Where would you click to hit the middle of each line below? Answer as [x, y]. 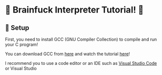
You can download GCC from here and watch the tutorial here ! [68, 54]
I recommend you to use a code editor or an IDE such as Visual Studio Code [81, 63]
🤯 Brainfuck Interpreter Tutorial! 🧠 [74, 10]
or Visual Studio [21, 68]
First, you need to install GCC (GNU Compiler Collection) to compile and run [81, 39]
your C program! [21, 45]
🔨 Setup [17, 28]
